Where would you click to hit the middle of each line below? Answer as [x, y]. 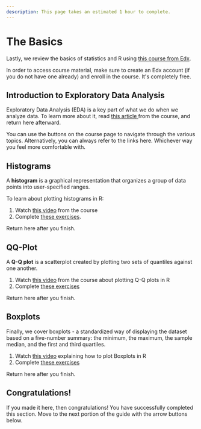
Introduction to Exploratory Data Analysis [85, 95]
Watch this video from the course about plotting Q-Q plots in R [92, 280]
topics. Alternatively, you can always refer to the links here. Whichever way [99, 141]
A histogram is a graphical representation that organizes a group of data [96, 181]
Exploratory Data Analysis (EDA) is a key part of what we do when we [92, 110]
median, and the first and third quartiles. [56, 344]
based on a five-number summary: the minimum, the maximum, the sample [99, 337]
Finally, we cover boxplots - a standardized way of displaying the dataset [97, 331]
